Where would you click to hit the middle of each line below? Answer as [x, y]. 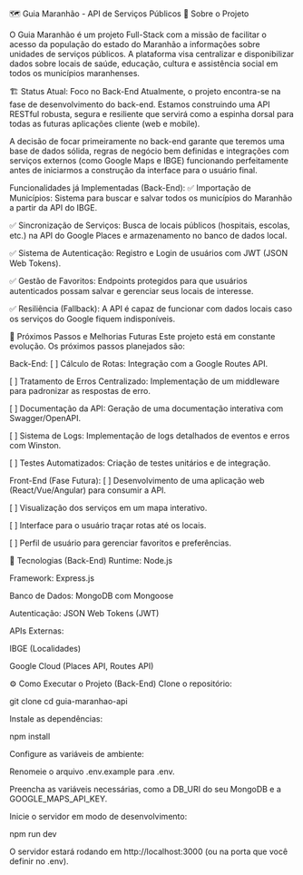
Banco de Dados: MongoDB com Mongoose [92, 595]
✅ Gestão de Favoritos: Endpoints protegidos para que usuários [128, 281]
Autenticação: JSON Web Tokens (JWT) [84, 613]
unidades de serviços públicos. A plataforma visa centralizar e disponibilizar [152, 54]
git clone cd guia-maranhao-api [69, 701]
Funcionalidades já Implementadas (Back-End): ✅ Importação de [130, 188]
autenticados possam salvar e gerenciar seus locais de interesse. [132, 291]
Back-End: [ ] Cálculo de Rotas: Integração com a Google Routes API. [139, 364]
